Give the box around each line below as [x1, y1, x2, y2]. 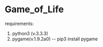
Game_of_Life [5, 4, 64, 15]
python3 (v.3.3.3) [12, 30, 49, 36]
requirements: [5, 20, 34, 27]
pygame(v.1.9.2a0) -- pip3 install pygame [12, 36, 98, 42]
